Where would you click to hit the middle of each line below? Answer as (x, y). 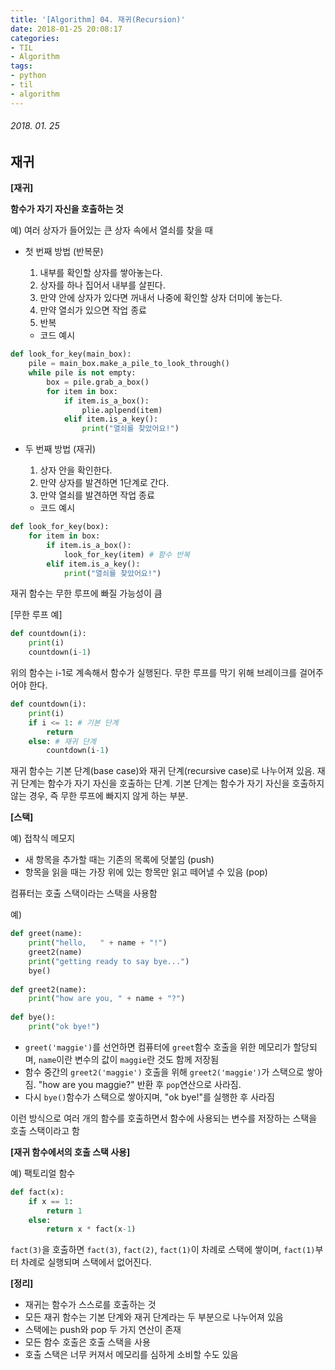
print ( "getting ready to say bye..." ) (109, 961)
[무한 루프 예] (36, 615)
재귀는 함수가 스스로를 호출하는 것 (90, 1305)
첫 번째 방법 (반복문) (64, 252)
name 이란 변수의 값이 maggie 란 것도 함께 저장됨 (129, 1059)
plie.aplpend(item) (122, 410)
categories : (35, 38)
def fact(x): (37, 1192)
